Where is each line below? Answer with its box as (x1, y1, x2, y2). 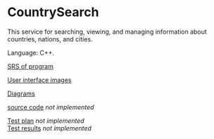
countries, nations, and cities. (7, 34, 93, 43)
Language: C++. (7, 48, 55, 57)
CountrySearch (7, 4, 99, 20)
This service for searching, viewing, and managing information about (7, 27, 208, 36)
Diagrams (7, 89, 35, 98)
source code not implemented (7, 102, 94, 111)
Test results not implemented (7, 124, 92, 132)
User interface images (7, 75, 72, 84)
